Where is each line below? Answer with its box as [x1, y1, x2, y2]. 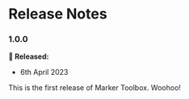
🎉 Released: [8, 52, 49, 61]
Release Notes [8, 5, 107, 23]
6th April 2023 [19, 68, 69, 77]
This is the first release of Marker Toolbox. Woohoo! [8, 83, 182, 93]
